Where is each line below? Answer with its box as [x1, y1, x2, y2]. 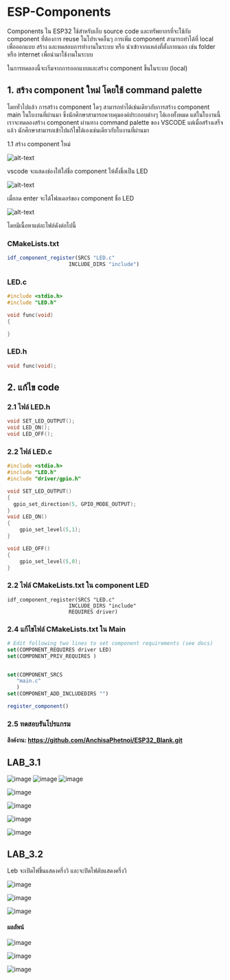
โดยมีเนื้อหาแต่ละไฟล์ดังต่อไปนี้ [7, 221, 77, 229]
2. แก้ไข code [7, 382, 60, 394]
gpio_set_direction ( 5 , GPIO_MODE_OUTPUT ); [13, 500, 137, 507]
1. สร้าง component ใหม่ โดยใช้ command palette [7, 84, 203, 96]
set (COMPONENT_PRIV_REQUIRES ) [7, 653, 97, 660]
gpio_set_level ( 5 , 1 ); [19, 527, 81, 533]
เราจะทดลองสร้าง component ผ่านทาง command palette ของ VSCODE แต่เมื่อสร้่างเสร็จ [7, 118, 223, 126]
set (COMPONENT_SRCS [7, 671, 63, 678]
